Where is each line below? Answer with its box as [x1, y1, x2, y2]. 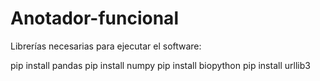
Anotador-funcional [10, 7, 179, 30]
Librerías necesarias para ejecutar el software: [10, 40, 202, 52]
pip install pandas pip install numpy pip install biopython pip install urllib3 [10, 59, 311, 71]
